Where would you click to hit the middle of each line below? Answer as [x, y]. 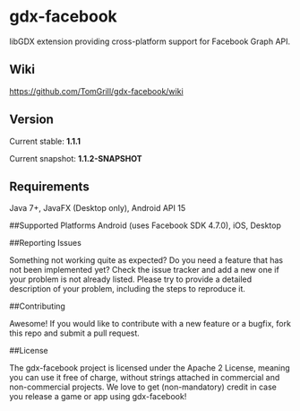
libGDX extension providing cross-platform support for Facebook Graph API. [150, 41]
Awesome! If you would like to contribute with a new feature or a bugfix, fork [150, 324]
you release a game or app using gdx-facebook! [98, 397]
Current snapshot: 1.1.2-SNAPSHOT [76, 158]
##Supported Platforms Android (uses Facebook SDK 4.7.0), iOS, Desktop [146, 225]
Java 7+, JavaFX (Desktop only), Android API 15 [98, 208]
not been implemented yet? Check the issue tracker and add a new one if [144, 270]
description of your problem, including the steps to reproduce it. [128, 289]
